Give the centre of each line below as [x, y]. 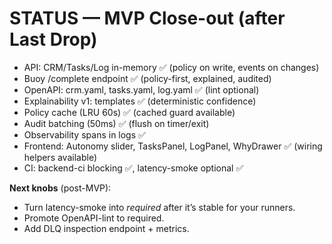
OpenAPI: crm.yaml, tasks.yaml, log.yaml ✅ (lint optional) [141, 89]
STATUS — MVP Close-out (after [147, 18]
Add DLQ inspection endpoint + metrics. [106, 228]
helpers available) [60, 157]
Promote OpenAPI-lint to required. [94, 218]
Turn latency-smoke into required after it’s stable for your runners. [159, 207]
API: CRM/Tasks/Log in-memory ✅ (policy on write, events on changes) [171, 67]
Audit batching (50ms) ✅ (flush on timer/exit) [116, 123]
